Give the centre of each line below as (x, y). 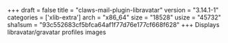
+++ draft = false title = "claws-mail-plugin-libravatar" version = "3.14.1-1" (113, 10)
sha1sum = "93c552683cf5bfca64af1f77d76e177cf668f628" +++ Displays (113, 25)
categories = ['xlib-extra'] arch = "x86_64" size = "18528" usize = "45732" (114, 17)
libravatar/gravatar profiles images (57, 32)
